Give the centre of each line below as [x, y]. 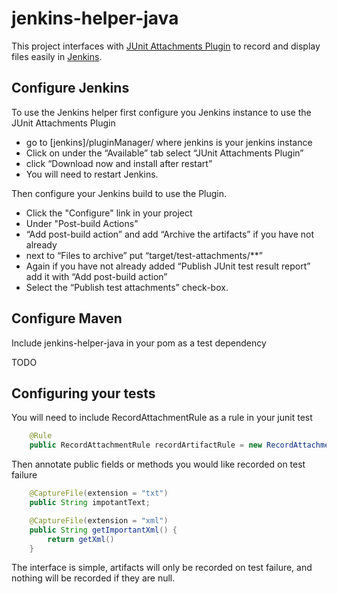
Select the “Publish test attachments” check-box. [127, 287]
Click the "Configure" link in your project [109, 213]
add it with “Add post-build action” [96, 276]
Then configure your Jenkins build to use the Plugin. [119, 193]
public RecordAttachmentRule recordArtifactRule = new [146, 445]
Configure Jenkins [70, 88]
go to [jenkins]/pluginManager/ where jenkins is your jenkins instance [169, 142]
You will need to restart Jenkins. [92, 174]
